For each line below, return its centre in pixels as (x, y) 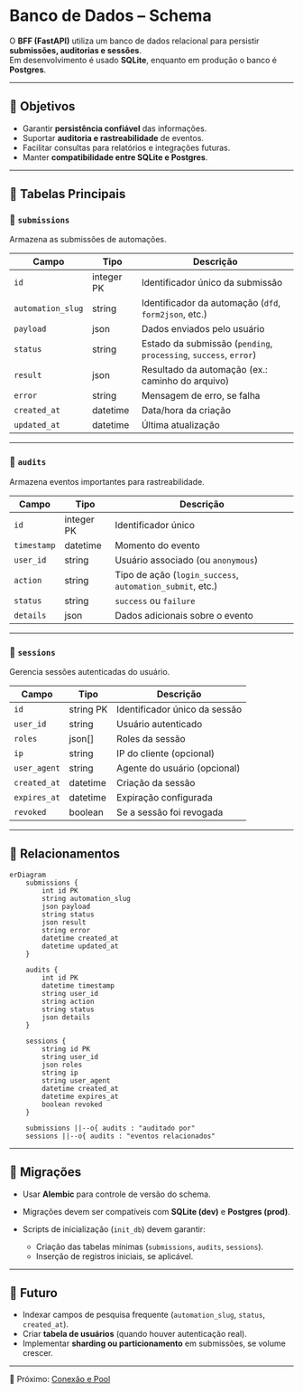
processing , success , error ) (199, 355)
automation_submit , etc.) (166, 586)
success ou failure (155, 601)
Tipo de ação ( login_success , (177, 574)
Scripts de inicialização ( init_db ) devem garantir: (114, 1229)
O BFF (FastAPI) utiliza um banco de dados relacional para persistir (134, 41)
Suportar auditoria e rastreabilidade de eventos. (113, 137)
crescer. (37, 1353)
